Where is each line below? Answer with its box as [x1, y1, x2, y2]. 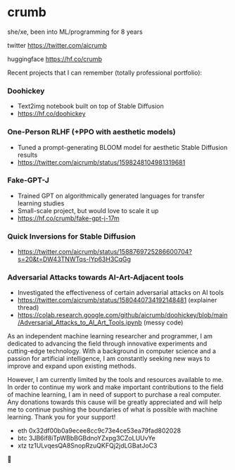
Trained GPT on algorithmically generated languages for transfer [17, 191, 205, 200]
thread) [17, 303, 39, 312]
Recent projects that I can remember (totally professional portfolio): [7, 68, 203, 77]
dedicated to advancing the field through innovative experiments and [7, 339, 208, 348]
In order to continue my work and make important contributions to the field [7, 383, 224, 391]
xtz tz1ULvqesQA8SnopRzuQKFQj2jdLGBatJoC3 [17, 441, 158, 450]
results [17, 151, 38, 159]
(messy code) [143, 318, 184, 327]
